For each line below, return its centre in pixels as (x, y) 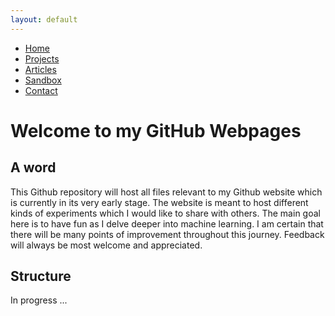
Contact (41, 90)
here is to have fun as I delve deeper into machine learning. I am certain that (167, 223)
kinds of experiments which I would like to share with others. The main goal (165, 213)
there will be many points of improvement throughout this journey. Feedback (167, 234)
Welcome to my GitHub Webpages (156, 130)
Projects (42, 58)
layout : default (44, 19)
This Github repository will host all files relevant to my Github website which (166, 192)
